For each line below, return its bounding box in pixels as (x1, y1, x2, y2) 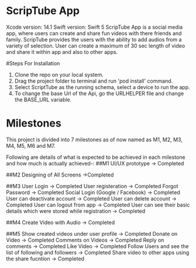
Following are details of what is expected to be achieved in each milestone (6, 154, 185, 161)
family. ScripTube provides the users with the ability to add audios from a (6, 36, 182, 43)
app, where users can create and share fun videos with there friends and (6, 29, 182, 36)
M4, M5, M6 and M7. (6, 142, 56, 149)
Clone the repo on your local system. (14, 71, 104, 78)
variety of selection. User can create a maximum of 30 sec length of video (6, 42, 185, 49)
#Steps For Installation (6, 60, 60, 67)
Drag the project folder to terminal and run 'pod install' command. (14, 77, 173, 84)
